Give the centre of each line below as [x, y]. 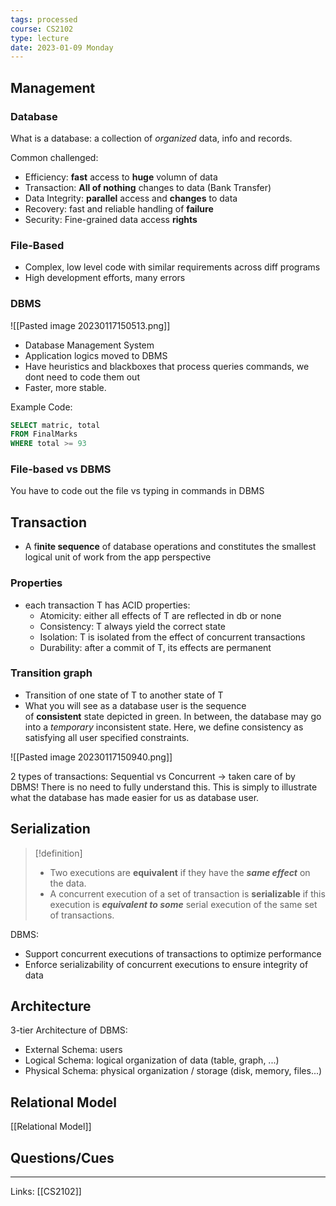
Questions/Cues [62, 1157]
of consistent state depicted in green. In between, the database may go [173, 716]
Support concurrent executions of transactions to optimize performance [173, 953]
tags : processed [44, 19]
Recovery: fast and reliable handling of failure [119, 208]
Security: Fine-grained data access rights [111, 219]
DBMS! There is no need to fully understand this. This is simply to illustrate [164, 787]
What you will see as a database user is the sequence [135, 705]
